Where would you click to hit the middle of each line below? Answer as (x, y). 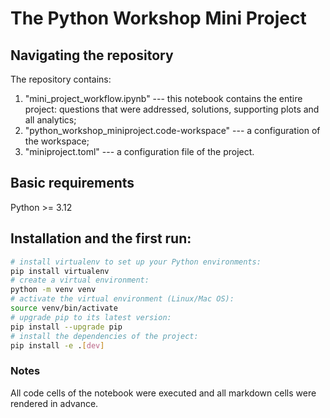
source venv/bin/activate (64, 308)
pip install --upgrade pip (66, 327)
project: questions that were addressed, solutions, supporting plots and (172, 109)
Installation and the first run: (101, 238)
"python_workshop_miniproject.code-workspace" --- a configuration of (172, 130)
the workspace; (57, 141)
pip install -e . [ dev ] (57, 345)
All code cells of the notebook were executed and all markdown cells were (163, 393)
